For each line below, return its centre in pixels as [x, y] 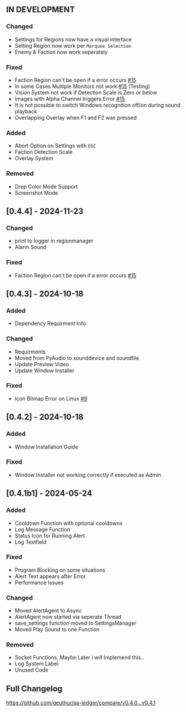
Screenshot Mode [36, 193]
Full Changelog [34, 689]
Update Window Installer [44, 370]
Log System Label [36, 664]
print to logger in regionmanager [54, 241]
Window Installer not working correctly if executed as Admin [88, 475]
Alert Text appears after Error [50, 576]
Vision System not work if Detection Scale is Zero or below [86, 92]
